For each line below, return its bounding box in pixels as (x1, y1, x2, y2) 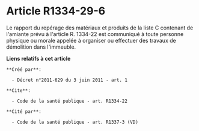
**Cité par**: (6, 108, 42, 115)
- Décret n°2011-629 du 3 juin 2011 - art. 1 (11, 77, 128, 83)
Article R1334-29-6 (6, 4, 106, 18)
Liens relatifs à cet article (6, 55, 71, 62)
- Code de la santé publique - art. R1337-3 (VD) (11, 119, 138, 125)
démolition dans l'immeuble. (6, 43, 76, 50)
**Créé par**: (6, 66, 42, 73)
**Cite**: (6, 87, 31, 94)
